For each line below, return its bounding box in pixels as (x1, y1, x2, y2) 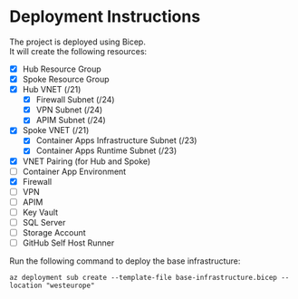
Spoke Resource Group (22, 74, 111, 84)
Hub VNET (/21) (22, 84, 82, 95)
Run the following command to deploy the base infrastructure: (9, 256, 241, 266)
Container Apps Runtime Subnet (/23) (35, 145, 178, 156)
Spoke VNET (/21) (22, 125, 90, 136)
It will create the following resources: (9, 45, 148, 56)
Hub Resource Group (22, 63, 101, 74)
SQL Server (22, 217, 66, 227)
